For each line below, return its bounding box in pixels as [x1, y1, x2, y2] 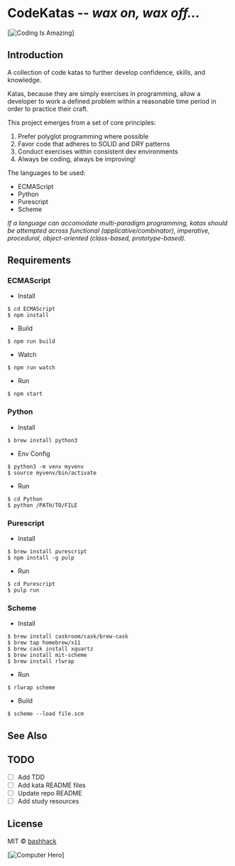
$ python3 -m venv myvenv [7, 463, 84, 470]
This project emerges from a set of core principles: [7, 118, 156, 127]
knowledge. [7, 75, 42, 84]
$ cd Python [7, 496, 43, 503]
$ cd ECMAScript [7, 306, 55, 313]
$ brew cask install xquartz [7, 646, 94, 653]
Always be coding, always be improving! [17, 154, 136, 163]
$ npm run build [7, 338, 55, 346]
